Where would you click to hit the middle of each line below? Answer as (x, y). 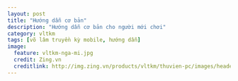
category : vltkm (31, 33)
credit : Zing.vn (38, 60)
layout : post (27, 14)
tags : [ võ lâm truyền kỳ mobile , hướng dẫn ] (74, 40)
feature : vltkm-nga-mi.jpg (53, 54)
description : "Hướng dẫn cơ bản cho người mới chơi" (87, 27)
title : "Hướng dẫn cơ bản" (47, 20)
